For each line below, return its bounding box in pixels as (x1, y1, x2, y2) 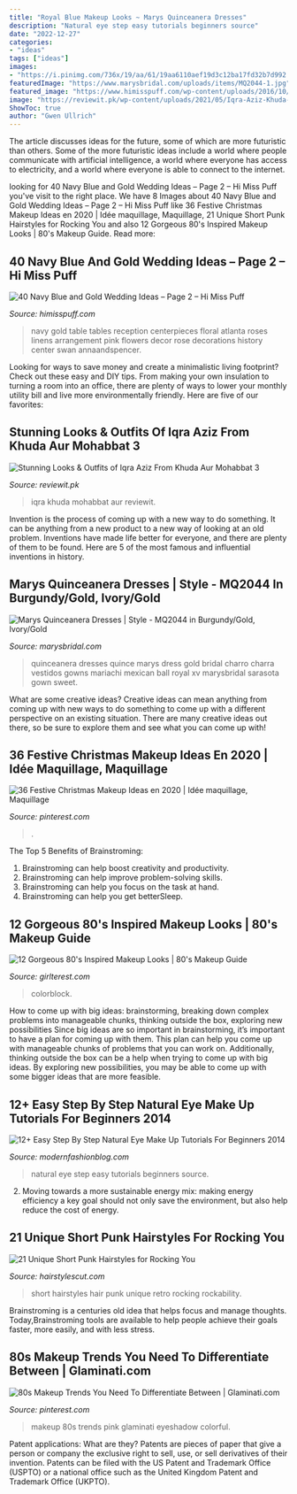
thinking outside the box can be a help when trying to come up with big (9, 1052, 268, 1063)
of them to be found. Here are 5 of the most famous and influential (9, 542, 251, 552)
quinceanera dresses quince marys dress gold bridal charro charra (30, 658, 275, 668)
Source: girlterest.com (9, 971, 91, 982)
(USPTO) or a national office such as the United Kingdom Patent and (9, 1467, 259, 1477)
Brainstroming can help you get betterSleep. (21, 891, 184, 902)
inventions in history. (9, 551, 85, 562)
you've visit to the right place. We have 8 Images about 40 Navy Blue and (9, 191, 277, 202)
